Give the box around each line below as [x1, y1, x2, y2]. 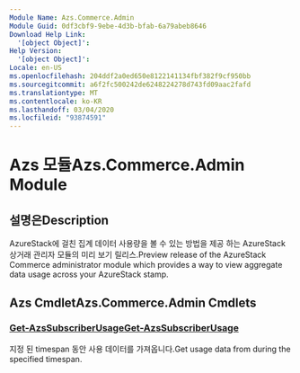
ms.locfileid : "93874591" [9, 113, 106, 122]
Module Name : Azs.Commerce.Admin [9, 13, 135, 22]
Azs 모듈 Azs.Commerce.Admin [9, 155, 245, 175]
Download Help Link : [9, 30, 87, 39]
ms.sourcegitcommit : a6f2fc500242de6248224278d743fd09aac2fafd [9, 80, 251, 89]
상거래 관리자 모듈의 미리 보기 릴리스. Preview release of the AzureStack [9, 249, 267, 261]
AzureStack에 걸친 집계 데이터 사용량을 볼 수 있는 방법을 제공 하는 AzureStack [9, 238, 286, 249]
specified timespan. [9, 353, 83, 364]
